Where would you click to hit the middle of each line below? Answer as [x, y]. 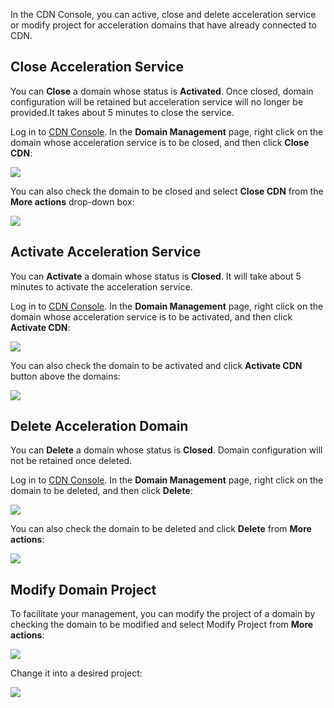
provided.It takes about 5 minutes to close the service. [122, 112]
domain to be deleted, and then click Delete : [101, 491]
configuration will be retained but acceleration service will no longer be [157, 101]
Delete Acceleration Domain [99, 426]
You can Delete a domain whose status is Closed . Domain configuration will [166, 450]
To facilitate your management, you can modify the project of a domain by [163, 614]
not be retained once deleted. [71, 461]
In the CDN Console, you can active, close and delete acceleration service [163, 14]
